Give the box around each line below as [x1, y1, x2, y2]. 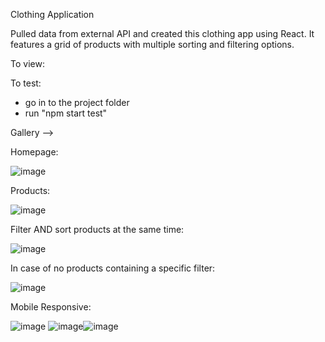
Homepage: [10, 146, 59, 158]
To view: [10, 58, 45, 69]
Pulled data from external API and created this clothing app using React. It [10, 28, 315, 39]
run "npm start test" [24, 107, 108, 119]
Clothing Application [10, 9, 95, 20]
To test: [10, 77, 42, 89]
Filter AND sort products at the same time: [10, 224, 185, 235]
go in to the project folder [24, 97, 130, 108]
